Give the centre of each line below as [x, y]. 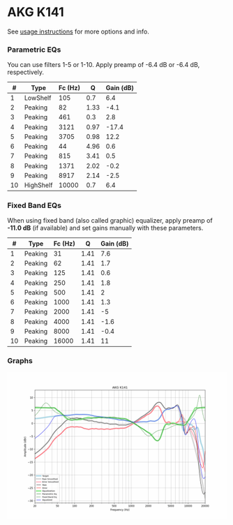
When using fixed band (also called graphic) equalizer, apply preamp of [110, 221]
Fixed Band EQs [34, 205]
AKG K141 [36, 12]
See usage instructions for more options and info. [78, 31]
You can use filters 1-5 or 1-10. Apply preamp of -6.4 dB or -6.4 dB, [104, 65]
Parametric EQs [34, 50]
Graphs [20, 361]
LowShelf [38, 98]
